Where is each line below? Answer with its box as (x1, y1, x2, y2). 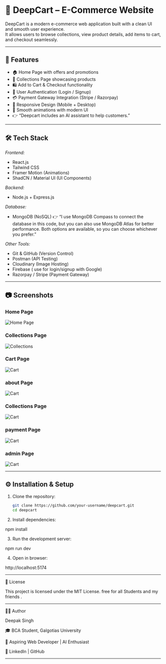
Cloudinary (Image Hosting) (12, 261, 69, 267)
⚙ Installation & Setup (5, 480, 74, 489)
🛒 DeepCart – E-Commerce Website (5, 4, 154, 16)
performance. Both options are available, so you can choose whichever (12, 226, 158, 232)
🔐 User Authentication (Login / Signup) (12, 89, 91, 95)
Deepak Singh (5, 617, 34, 623)
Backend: (5, 184, 25, 190)
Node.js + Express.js (12, 194, 54, 200)
